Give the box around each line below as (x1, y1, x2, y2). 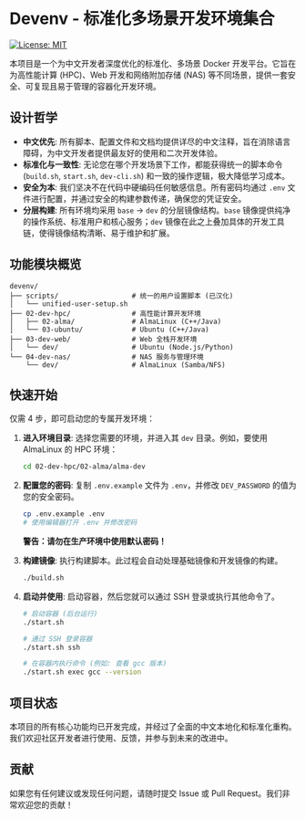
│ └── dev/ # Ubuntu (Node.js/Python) (9, 342, 234, 352)
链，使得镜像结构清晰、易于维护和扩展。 (22, 227, 175, 238)
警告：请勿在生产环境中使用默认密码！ (22, 536, 167, 546)
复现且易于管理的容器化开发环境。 (33, 80, 161, 91)
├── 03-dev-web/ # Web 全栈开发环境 (9, 334, 198, 343)
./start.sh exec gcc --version (22, 667, 142, 677)
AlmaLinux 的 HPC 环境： (22, 444, 118, 455)
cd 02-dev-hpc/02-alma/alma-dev (22, 462, 146, 471)
